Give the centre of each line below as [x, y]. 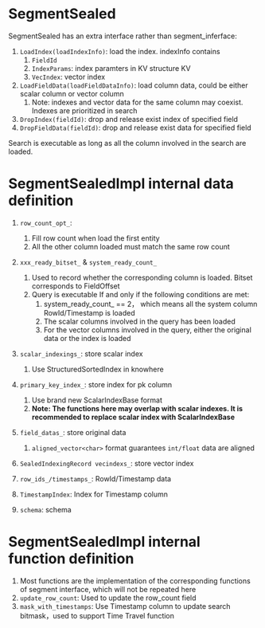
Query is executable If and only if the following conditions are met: [140, 294]
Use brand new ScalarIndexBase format [97, 400]
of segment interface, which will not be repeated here [108, 589]
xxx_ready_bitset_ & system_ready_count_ [88, 262]
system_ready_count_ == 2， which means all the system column [150, 304]
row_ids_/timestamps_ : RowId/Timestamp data [95, 478]
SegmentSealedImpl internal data [121, 184]
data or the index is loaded [87, 338]
